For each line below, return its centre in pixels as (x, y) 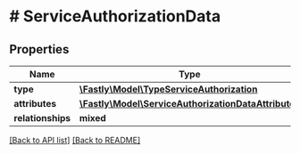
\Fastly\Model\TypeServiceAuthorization (168, 89)
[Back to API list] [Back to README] (75, 140)
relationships (42, 118)
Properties (39, 49)
